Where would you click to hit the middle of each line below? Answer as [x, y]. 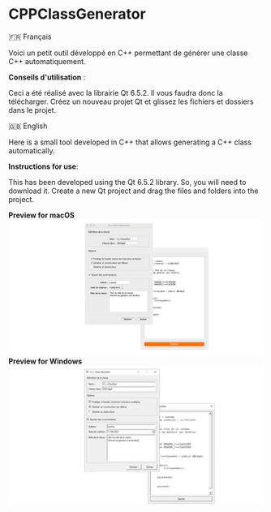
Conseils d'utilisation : [47, 77]
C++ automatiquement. [47, 61]
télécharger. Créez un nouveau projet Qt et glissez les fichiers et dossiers [131, 101]
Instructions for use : [43, 166]
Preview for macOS [42, 215]
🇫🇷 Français [30, 37]
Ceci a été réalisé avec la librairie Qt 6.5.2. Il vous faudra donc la [116, 93]
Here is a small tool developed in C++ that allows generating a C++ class [130, 142]
